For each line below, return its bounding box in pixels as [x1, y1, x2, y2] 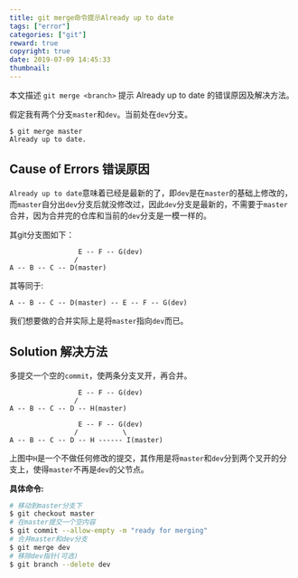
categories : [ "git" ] [9, 30, 88, 39]
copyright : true [9, 47, 70, 56]
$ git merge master [9, 127, 83, 136]
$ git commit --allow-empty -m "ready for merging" [9, 526, 208, 535]
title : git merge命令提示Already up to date [9, 13, 174, 23]
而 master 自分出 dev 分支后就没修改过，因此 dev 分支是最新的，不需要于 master [9, 198, 288, 209]
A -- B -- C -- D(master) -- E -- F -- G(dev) [9, 298, 188, 308]
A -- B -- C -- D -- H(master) [9, 403, 127, 412]
